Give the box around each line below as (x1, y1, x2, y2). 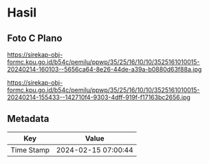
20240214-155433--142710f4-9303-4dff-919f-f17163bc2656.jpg (7, 93, 191, 101)
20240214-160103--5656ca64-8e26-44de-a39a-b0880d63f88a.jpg (7, 65, 202, 73)
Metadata (7, 113, 49, 125)
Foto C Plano (7, 32, 63, 44)
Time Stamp (10, 145, 50, 154)
